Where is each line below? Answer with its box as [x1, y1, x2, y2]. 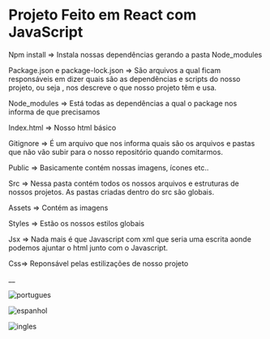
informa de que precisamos [8, 107, 101, 117]
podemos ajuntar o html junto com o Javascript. [8, 242, 169, 252]
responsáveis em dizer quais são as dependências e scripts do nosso [8, 74, 241, 84]
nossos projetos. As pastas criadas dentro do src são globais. [8, 187, 215, 196]
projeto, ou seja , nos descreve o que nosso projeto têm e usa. [8, 83, 217, 92]
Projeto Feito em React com [8, 6, 197, 24]
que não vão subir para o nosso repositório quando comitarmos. [8, 147, 223, 157]
